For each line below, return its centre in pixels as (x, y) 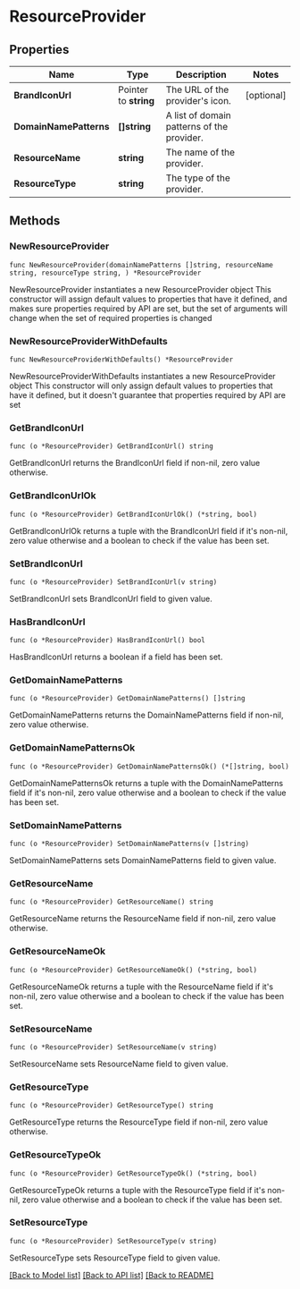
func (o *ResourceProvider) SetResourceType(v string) (113, 1241)
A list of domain (198, 115)
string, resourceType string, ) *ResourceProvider (105, 273)
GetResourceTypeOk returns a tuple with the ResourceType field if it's (137, 1190)
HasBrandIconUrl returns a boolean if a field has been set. (116, 657)
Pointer (133, 89)
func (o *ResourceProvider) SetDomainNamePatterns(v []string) (129, 844)
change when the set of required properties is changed (111, 318)
